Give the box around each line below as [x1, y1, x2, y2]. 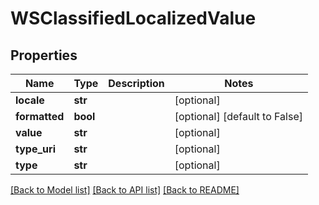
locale [15, 93, 45, 107]
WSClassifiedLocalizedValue [10, 7, 257, 30]
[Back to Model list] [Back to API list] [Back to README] [10, 184, 240, 196]
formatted [15, 110, 65, 123]
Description [108, 77, 165, 90]
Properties [10, 47, 78, 64]
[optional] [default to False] [174, 110, 303, 123]
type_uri [15, 142, 56, 156]
